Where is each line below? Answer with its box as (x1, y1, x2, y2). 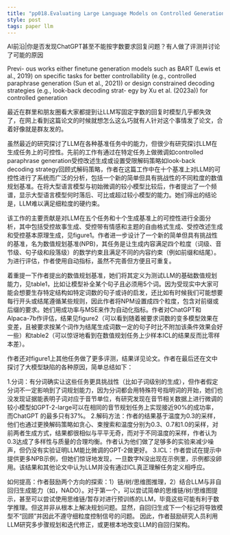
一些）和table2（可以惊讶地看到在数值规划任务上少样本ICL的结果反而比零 (7, 332, 214, 340)
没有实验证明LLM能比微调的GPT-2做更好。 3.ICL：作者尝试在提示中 (30, 446, 222, 454)
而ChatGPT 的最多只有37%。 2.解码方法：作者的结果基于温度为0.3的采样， (7, 412, 219, 420)
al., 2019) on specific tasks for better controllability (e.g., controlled (7, 72, 196, 80)
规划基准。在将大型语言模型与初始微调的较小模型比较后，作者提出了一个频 (7, 182, 217, 190)
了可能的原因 (7, 51, 43, 59)
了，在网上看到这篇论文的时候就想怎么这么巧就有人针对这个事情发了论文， (7, 116, 217, 125)
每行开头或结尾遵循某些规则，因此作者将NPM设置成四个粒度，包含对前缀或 (7, 297, 219, 306)
